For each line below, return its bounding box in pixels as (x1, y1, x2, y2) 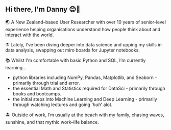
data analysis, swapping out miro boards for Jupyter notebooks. (5, 47, 140, 53)
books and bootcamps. (12, 90, 61, 97)
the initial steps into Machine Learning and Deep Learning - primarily (12, 96, 157, 102)
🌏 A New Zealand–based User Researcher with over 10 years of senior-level (5, 19, 166, 25)
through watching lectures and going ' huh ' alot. (12, 101, 113, 108)
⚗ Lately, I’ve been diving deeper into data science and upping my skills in (5, 41, 162, 47)
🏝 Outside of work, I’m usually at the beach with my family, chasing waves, (5, 112, 164, 118)
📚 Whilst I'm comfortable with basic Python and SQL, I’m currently (5, 57, 146, 63)
